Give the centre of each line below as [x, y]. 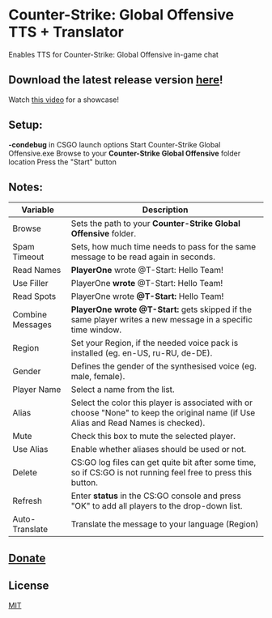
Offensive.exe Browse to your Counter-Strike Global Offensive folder [125, 153]
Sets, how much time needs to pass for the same [164, 247]
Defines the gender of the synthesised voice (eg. [164, 366]
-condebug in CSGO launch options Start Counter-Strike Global [115, 144]
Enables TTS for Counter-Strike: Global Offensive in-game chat [113, 54]
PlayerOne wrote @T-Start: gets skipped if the [161, 309]
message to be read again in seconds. [143, 257]
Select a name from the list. [123, 390]
